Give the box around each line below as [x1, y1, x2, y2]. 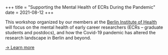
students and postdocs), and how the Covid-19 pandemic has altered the [5, 30, 156, 35]
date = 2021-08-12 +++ [5, 9, 54, 15]
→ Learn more [5, 45, 35, 50]
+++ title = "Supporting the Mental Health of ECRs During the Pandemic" [5, 4, 155, 10]
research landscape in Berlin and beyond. [5, 35, 91, 41]
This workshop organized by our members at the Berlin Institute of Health [5, 19, 157, 25]
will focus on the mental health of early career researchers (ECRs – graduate [5, 24, 163, 30]
